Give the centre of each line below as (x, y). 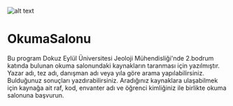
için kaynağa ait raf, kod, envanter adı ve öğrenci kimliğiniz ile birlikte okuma (117, 88)
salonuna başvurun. (36, 95)
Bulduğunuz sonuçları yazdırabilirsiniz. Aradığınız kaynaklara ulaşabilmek (113, 80)
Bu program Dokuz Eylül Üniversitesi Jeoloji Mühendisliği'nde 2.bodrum (111, 58)
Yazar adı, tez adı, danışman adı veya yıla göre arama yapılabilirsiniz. (106, 73)
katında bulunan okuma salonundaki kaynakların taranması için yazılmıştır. (114, 66)
